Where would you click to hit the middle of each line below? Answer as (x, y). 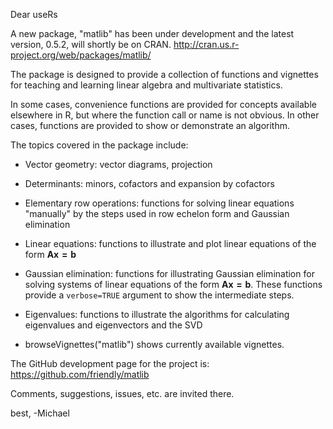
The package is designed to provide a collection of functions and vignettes (164, 74)
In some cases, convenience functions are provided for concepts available (163, 104)
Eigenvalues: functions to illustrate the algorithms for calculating (157, 314)
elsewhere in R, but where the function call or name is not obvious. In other (165, 115)
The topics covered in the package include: (99, 145)
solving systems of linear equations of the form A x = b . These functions (173, 284)
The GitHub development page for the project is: (110, 363)
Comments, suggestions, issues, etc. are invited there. (122, 393)
